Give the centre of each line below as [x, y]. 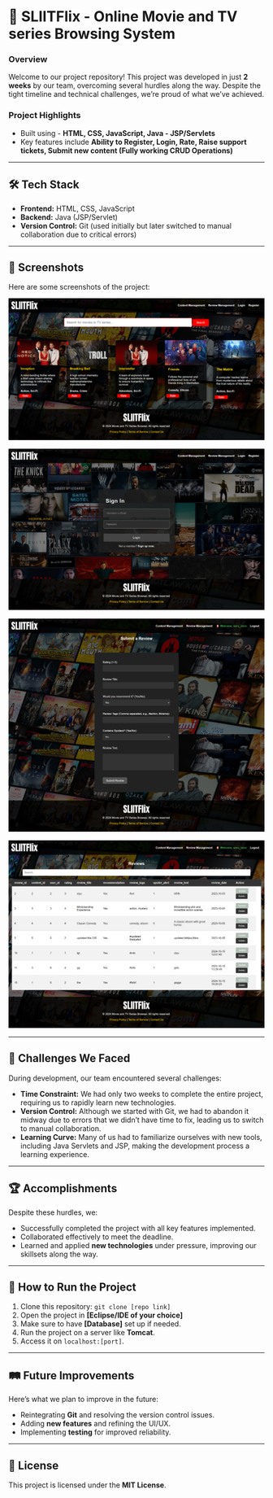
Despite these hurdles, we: [53, 1212]
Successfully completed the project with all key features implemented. [138, 1228]
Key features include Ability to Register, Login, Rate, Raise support [133, 142]
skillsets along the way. [59, 1254]
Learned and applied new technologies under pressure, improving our [139, 1245]
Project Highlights [45, 116]
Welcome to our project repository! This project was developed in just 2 [128, 77]
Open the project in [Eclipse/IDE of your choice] [101, 1315]
